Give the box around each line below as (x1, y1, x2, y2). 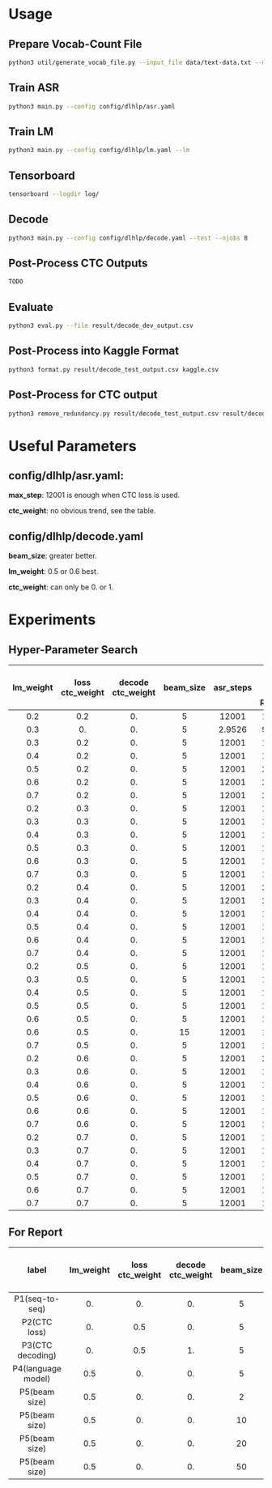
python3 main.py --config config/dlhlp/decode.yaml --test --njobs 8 (8, 234, 249, 242)
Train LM (8, 125, 54, 138)
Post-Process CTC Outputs (8, 257, 148, 270)
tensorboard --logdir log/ (8, 190, 100, 198)
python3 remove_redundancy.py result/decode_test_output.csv (8, 410, 219, 418)
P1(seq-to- (14, 1293, 61, 1304)
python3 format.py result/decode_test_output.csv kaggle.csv (8, 365, 219, 373)
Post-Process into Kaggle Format (8, 344, 180, 358)
